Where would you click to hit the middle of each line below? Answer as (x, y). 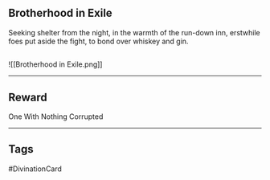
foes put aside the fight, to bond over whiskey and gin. (98, 41)
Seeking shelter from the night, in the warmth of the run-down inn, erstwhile (134, 32)
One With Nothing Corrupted (56, 117)
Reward (28, 97)
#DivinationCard (35, 169)
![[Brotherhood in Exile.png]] (55, 64)
